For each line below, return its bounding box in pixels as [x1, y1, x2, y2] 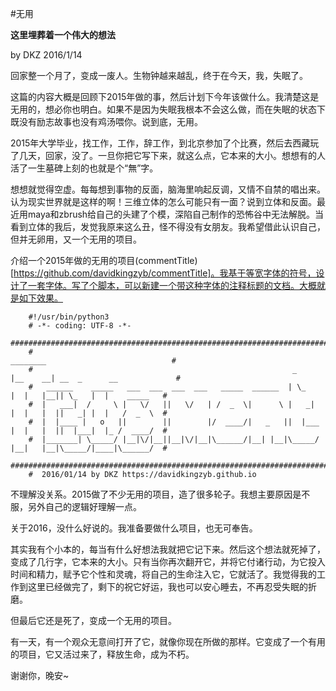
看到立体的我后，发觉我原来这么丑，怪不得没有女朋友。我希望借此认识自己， [10, 221, 326, 232]
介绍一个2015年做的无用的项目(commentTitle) [10, 255, 198, 266]
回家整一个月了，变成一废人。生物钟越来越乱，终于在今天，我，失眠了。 [10, 70, 308, 81]
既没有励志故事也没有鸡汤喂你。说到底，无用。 [10, 116, 203, 127]
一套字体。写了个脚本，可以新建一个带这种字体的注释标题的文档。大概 [27, 280, 317, 291]
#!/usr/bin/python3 [28, 312, 110, 322]
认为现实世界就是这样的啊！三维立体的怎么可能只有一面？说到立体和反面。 [10, 196, 317, 207]
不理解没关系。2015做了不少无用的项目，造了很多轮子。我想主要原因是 [10, 488, 302, 500]
